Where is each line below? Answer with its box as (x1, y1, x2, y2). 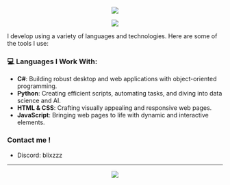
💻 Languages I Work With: (7, 57, 98, 66)
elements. (16, 118, 46, 126)
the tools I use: (7, 40, 49, 47)
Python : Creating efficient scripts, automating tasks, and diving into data (16, 89, 222, 98)
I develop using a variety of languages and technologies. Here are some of (7, 32, 218, 40)
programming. (16, 82, 57, 90)
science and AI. (16, 96, 62, 105)
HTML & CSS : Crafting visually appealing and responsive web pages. (16, 104, 212, 112)
